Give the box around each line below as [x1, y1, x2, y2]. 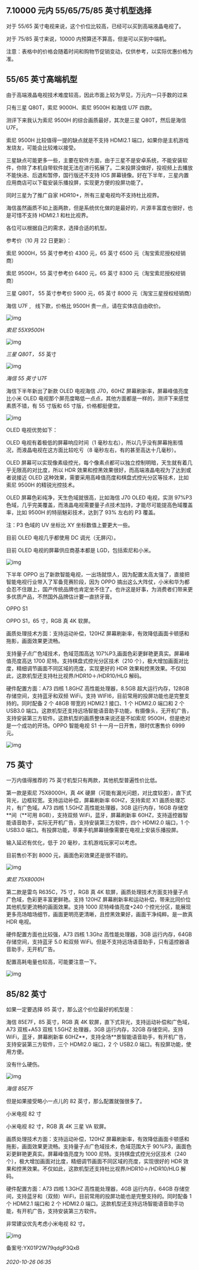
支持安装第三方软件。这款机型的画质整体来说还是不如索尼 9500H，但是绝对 [6, 714, 191, 721]
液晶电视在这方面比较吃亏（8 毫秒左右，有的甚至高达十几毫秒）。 [21, 446, 179, 453]
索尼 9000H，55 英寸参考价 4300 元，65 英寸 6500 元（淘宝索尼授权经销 [6, 249, 186, 257]
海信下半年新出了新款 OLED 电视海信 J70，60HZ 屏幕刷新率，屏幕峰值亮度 [6, 387, 189, 394]
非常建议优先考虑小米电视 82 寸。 [6, 1220, 89, 1227]
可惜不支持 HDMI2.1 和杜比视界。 [11, 212, 92, 219]
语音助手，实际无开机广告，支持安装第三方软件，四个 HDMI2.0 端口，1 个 [11, 819, 190, 826]
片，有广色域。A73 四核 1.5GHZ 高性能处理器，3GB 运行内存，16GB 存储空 [6, 804, 188, 811]
